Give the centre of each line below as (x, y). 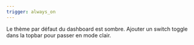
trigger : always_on (31, 12)
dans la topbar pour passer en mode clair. (59, 35)
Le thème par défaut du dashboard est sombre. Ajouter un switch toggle (97, 29)
